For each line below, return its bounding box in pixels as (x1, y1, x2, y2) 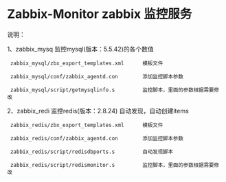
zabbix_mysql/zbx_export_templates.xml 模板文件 (10, 60, 163, 67)
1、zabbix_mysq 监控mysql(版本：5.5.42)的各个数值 (7, 45, 154, 53)
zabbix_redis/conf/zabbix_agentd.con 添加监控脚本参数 (10, 135, 184, 141)
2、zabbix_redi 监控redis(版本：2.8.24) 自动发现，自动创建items (7, 106, 189, 115)
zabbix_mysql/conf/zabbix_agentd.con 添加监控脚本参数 (10, 73, 184, 80)
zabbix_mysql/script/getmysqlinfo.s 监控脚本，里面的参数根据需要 (10, 87, 214, 93)
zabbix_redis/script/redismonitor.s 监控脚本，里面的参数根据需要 (10, 161, 214, 168)
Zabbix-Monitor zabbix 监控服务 (7, 6, 192, 22)
